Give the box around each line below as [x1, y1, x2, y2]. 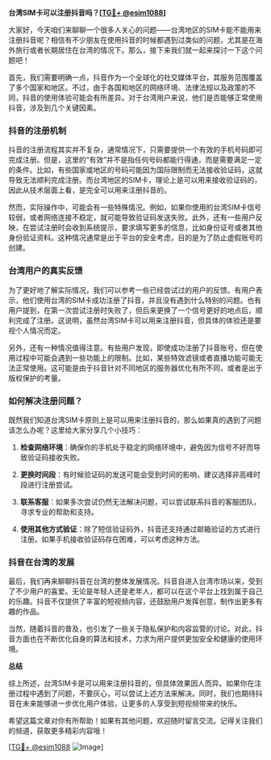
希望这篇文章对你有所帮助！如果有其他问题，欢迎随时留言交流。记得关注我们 [8, 716, 263, 726]
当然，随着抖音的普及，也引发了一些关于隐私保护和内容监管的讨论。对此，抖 [8, 624, 263, 634]
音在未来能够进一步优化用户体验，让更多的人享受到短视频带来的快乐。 [8, 699, 242, 708]
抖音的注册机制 [8, 125, 67, 136]
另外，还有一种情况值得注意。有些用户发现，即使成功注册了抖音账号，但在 [8, 343, 256, 353]
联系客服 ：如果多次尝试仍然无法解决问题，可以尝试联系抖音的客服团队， [19, 496, 261, 506]
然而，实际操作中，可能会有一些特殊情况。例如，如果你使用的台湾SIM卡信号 [8, 202, 262, 213]
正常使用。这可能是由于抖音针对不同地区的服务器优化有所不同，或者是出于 [15, 363, 263, 373]
